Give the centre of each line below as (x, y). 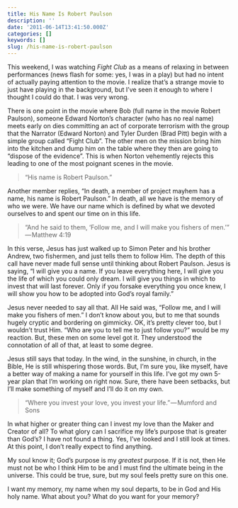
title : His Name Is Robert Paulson (60, 14)
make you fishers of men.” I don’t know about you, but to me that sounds (113, 315)
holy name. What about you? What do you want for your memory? (103, 496)
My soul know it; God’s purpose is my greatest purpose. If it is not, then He (117, 460)
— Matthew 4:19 (48, 235)
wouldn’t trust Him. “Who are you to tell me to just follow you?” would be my (118, 330)
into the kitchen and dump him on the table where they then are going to (113, 148)
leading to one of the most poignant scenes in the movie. (90, 163)
